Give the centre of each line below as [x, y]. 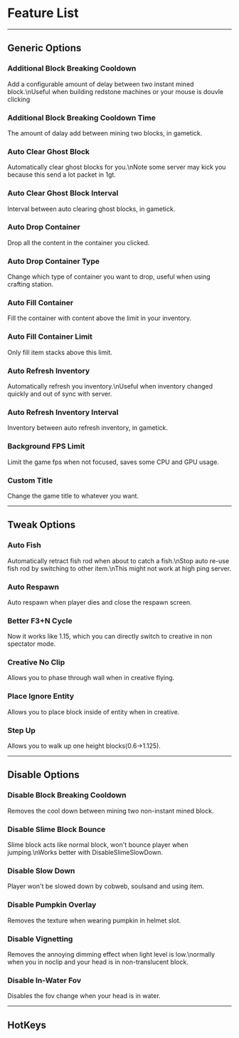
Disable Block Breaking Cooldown [67, 795]
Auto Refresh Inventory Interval [63, 412]
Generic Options [44, 48]
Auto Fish [24, 545]
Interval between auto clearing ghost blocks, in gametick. [91, 209]
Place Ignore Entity [41, 697]
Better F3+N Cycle [40, 620]
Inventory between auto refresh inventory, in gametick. [88, 428]
